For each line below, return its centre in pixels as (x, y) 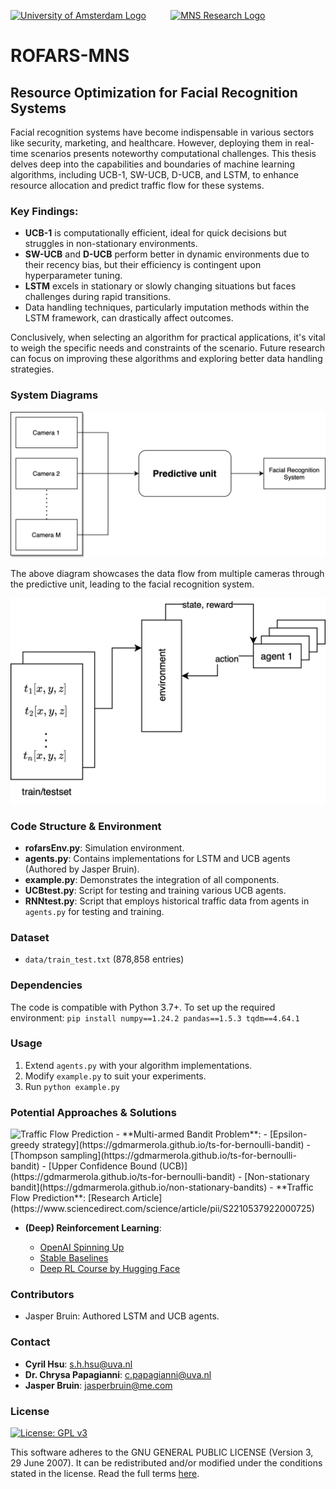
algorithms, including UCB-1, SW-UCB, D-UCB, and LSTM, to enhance (155, 174)
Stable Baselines (74, 1258)
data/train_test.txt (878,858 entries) (104, 959)
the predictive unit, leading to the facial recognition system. (132, 584)
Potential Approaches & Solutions (93, 1112)
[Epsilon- (288, 1134)
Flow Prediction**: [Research (70, 1198)
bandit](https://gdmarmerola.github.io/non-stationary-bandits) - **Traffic (162, 1187)
